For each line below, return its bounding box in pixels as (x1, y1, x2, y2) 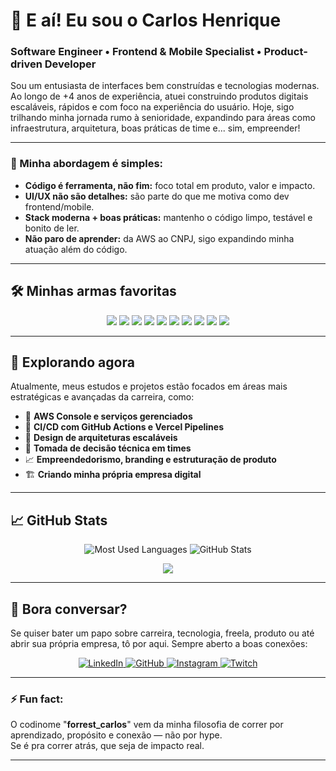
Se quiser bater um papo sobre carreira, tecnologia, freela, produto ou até (10, 627, 315, 639)
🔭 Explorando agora (10, 354, 135, 371)
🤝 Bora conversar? (10, 600, 128, 618)
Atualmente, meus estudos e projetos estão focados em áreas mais (10, 380, 288, 393)
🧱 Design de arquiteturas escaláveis (24, 432, 178, 444)
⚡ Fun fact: (10, 692, 64, 706)
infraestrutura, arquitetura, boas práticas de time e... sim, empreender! (10, 122, 301, 134)
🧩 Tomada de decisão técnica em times (24, 442, 192, 454)
